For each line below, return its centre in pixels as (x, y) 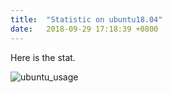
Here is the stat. (43, 57)
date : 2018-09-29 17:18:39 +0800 (84, 29)
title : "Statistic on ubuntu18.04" (86, 19)
